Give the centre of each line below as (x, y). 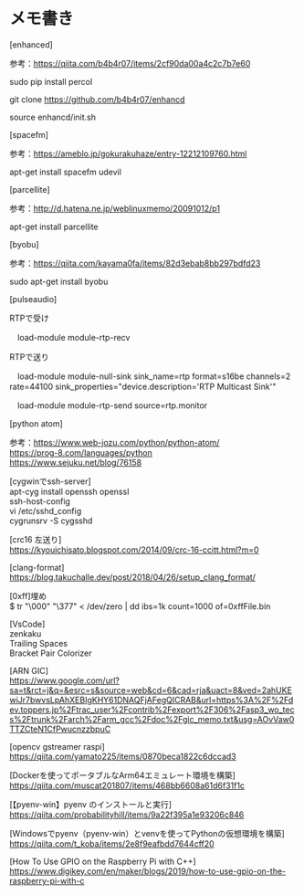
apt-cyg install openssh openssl (69, 491)
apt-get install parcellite (54, 226)
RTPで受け (29, 318)
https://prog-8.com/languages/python (81, 452)
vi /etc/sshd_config (46, 511)
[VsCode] (27, 624)
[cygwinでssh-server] (50, 481)
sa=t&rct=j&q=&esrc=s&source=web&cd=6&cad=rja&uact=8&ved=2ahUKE (151, 690)
